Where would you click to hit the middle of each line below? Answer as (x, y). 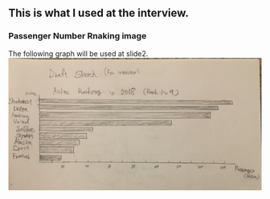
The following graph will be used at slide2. (78, 53)
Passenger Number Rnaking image (78, 36)
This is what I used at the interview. (98, 13)
